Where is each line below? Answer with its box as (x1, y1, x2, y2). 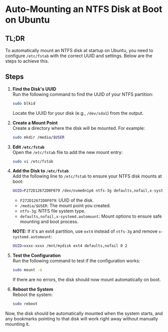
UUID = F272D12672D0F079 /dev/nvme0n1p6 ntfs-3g (12, 188, 112, 194)
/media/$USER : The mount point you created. (20, 203, 111, 209)
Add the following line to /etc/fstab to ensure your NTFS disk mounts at (12, 173, 162, 179)
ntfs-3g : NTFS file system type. (20, 208, 86, 214)
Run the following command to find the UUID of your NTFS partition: (12, 91, 153, 97)
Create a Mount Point (12, 119, 58, 126)
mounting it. (5, 321, 30, 327)
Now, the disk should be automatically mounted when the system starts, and (5, 310, 163, 316)
